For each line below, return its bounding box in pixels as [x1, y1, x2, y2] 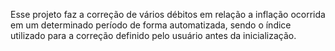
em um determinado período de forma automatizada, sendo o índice [10, 19, 292, 31]
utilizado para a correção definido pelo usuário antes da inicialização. [10, 30, 297, 41]
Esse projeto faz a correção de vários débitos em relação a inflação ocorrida [10, 9, 326, 20]
